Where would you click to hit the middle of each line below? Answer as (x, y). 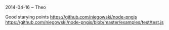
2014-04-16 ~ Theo (26, 7)
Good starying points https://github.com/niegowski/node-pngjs (71, 17)
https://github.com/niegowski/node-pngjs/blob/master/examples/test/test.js (85, 22)
